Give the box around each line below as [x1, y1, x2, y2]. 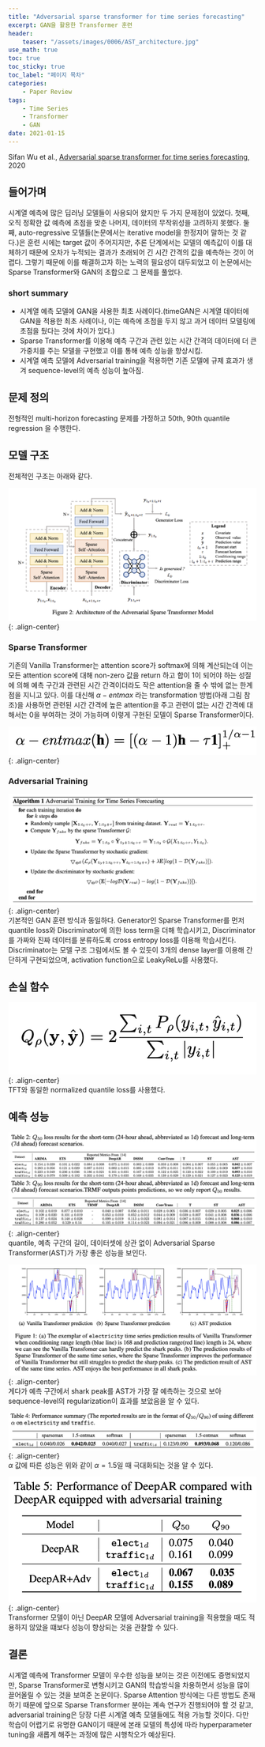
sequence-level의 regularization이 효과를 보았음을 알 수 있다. [8, 1396, 200, 1406]
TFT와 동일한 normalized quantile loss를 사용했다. [8, 1085, 166, 1094]
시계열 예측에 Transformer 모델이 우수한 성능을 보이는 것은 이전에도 [8, 1670, 217, 1680]
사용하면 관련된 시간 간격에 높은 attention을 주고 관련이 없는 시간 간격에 [24, 700, 245, 710]
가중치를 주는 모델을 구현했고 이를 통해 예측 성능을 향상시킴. [19, 345, 203, 355]
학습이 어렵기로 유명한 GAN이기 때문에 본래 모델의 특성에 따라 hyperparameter [8, 1719, 252, 1729]
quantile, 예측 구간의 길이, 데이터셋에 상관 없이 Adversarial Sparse [8, 1238, 215, 1248]
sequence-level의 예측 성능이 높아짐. [28, 365, 144, 375]
